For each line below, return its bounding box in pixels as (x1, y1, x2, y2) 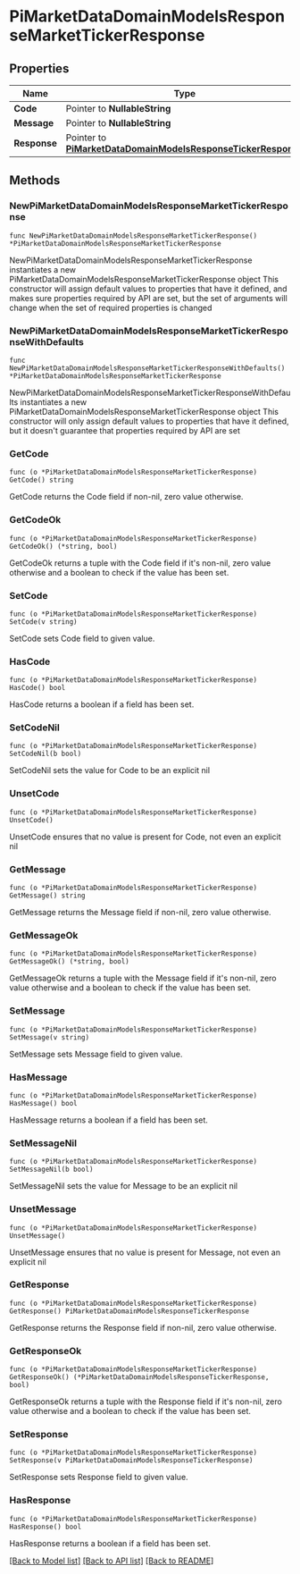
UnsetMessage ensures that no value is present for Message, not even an (9, 1247, 281, 1258)
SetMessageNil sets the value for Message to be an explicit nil (9, 1181, 238, 1191)
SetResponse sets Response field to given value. (9, 1472, 189, 1483)
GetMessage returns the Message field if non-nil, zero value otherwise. (9, 907, 271, 918)
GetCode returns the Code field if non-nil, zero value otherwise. (9, 492, 244, 502)
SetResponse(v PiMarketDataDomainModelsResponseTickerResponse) (9, 1456, 254, 1465)
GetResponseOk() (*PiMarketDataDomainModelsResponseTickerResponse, (9, 1373, 270, 1382)
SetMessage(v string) (9, 1032, 90, 1042)
